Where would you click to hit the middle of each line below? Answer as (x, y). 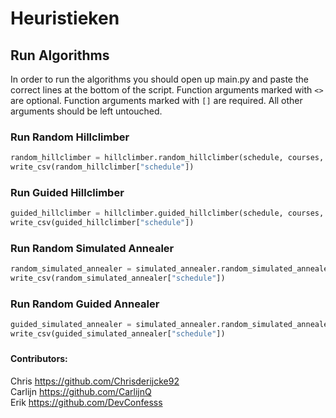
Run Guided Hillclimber (67, 192)
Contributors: (39, 359)
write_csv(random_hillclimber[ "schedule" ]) (102, 167)
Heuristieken (65, 18)
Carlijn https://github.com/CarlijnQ (81, 391)
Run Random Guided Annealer (85, 304)
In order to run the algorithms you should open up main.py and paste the (159, 79)
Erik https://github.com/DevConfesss (86, 402)
